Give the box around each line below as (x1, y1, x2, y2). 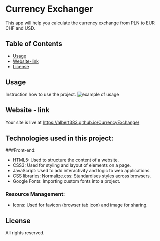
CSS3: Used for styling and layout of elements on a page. (12, 162, 131, 168)
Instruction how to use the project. (5, 91, 76, 97)
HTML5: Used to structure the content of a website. (12, 157, 119, 163)
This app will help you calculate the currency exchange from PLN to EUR (5, 20, 155, 26)
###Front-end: (5, 147, 36, 153)
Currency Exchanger (5, 3, 94, 15)
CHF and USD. (5, 25, 35, 31)
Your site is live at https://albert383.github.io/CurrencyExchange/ (5, 119, 140, 126)
